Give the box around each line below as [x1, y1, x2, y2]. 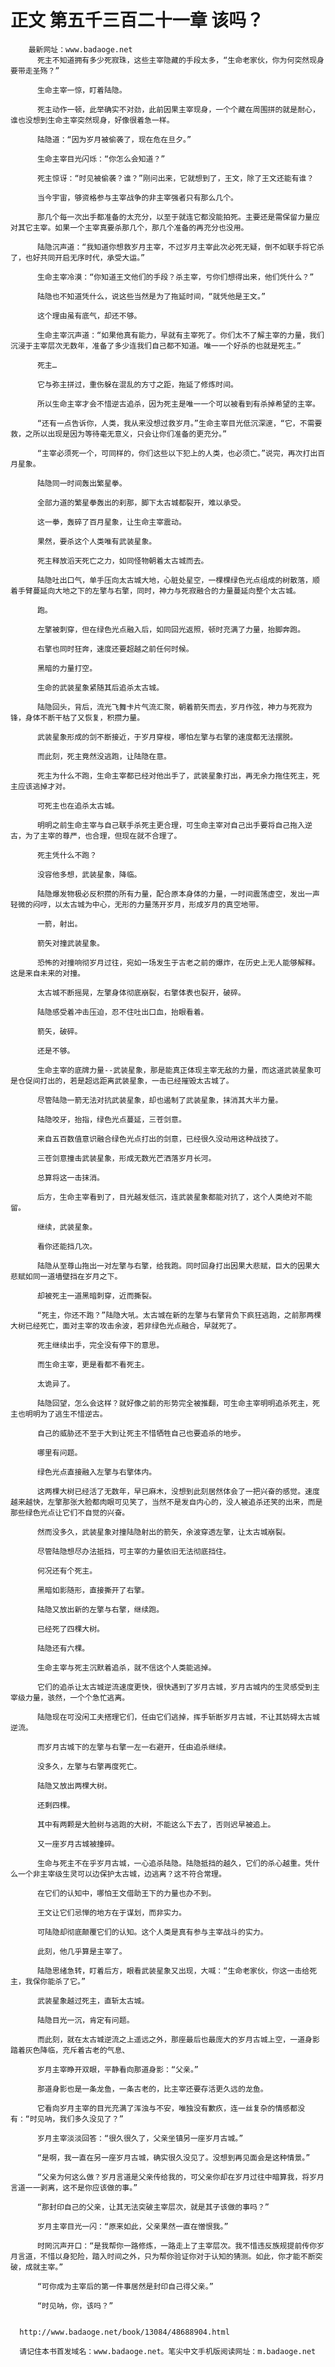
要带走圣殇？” [10, 66, 60, 76]
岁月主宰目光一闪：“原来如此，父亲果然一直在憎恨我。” [36, 2221, 229, 2231]
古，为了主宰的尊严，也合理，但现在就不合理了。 [10, 831, 182, 841]
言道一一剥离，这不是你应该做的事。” [10, 2182, 138, 2193]
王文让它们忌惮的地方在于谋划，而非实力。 [36, 1907, 187, 1918]
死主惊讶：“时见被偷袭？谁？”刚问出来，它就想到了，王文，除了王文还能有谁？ [36, 173, 315, 183]
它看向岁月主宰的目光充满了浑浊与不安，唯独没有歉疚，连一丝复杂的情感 [36, 2103, 291, 2113]
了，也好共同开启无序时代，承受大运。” [10, 252, 146, 263]
